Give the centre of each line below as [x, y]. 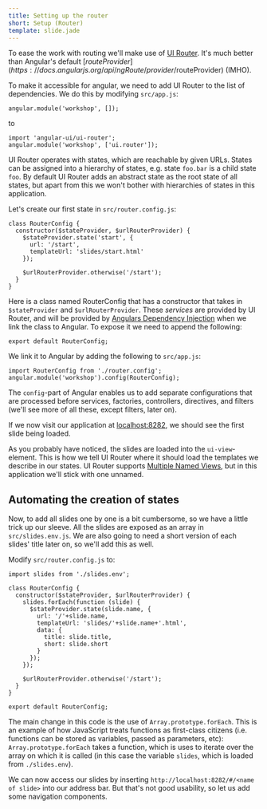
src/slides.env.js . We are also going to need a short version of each [123, 536]
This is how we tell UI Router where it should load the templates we [149, 458]
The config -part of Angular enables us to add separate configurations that [130, 393]
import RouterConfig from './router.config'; [85, 371]
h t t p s [19, 70]
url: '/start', [55, 245]
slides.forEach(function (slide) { [82, 602]
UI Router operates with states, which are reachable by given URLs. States [130, 160]
